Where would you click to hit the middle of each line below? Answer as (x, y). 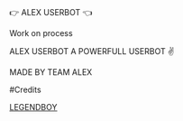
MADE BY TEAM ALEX (51, 72)
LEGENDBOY (33, 107)
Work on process (41, 33)
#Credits (26, 90)
